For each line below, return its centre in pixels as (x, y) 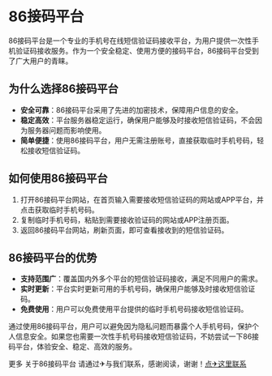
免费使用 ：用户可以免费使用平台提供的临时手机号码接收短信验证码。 (134, 310)
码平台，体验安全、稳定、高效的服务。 (72, 347)
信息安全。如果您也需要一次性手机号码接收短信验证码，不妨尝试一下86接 (137, 336)
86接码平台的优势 (53, 257)
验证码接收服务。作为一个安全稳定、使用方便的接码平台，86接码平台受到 (137, 50)
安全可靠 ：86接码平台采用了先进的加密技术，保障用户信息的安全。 (132, 109)
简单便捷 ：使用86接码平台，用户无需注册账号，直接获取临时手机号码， (138, 140)
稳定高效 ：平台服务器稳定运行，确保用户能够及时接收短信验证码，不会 (138, 120)
